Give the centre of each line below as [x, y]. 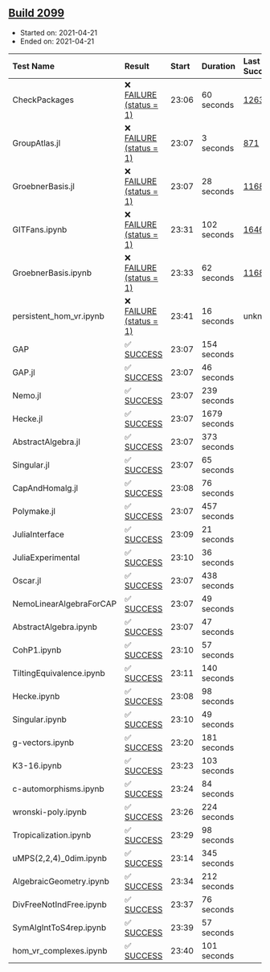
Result [137, 66]
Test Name [33, 66]
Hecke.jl [28, 418]
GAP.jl [24, 372]
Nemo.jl [27, 395]
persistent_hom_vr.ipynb [58, 315]
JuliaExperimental [46, 557]
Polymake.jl [34, 511]
